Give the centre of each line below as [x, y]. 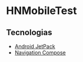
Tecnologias [29, 32]
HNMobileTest [41, 11]
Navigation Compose [40, 53]
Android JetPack [35, 46]
